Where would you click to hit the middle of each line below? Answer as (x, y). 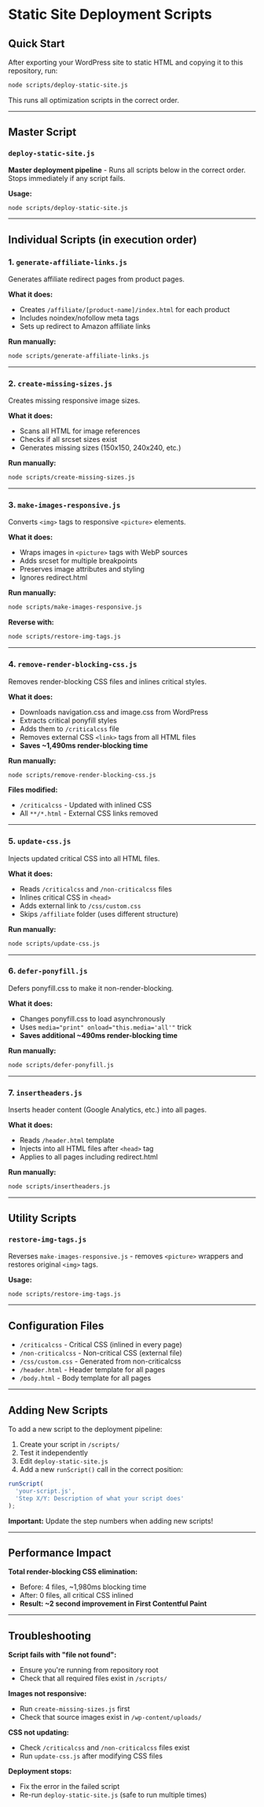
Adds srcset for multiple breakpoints (78, 561)
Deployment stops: (40, 1772)
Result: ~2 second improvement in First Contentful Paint (113, 1604)
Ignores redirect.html (53, 578)
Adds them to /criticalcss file (69, 728)
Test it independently (54, 1453)
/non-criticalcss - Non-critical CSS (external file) (101, 1353)
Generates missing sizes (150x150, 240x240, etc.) (100, 448)
